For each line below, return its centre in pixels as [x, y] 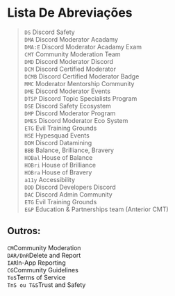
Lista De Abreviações [70, 13]
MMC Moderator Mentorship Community [79, 83]
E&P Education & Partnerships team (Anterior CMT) [96, 209]
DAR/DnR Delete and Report [44, 255]
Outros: [24, 231]
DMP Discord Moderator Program [70, 113]
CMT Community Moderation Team [72, 54]
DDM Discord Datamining [58, 142]
